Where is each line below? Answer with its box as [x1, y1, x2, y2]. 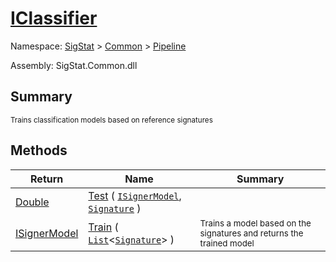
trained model [199, 237, 255, 249]
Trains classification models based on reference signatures [10, 115, 213, 125]
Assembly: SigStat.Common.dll [10, 59, 138, 71]
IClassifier [10, 7, 98, 30]
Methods [10, 142, 68, 159]
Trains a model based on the [199, 217, 312, 229]
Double [15, 195, 50, 209]
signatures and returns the [199, 227, 304, 239]
